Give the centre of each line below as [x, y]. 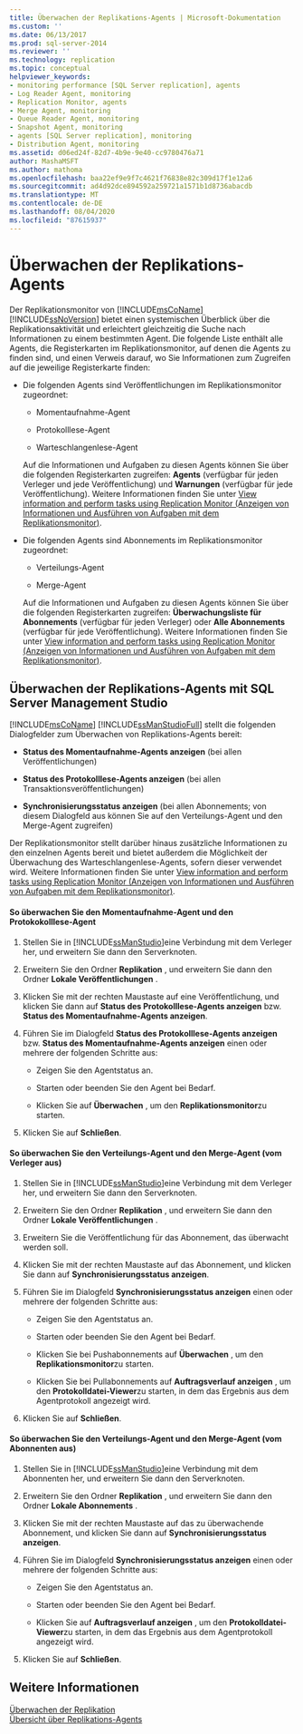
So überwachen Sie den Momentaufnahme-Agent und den [121, 911]
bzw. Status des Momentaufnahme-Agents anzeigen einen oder [145, 1043]
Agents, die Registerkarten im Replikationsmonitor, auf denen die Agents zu [150, 348]
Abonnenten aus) [43, 1448]
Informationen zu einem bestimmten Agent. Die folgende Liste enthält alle [146, 338]
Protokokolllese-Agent [53, 921]
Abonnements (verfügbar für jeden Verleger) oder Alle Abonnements [154, 621]
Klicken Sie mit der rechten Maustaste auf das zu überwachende [143, 1523]
